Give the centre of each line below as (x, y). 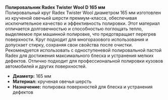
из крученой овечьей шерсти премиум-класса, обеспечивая (71, 18)
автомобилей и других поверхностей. (46, 66)
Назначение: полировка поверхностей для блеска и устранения (82, 87)
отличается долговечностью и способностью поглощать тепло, (74, 29)
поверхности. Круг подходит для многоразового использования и (77, 39)
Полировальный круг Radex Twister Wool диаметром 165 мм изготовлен (83, 13)
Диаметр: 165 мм (32, 76)
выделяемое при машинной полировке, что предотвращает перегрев (81, 34)
